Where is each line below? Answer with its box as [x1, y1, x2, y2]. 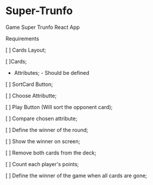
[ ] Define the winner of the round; [5, 126, 89, 133]
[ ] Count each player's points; [5, 160, 79, 167]
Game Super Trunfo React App [5, 24, 80, 31]
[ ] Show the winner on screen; [5, 137, 81, 145]
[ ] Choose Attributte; [5, 92, 57, 99]
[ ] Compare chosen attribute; [5, 115, 78, 122]
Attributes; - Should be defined [14, 69, 89, 76]
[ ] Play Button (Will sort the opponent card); [5, 103, 113, 110]
